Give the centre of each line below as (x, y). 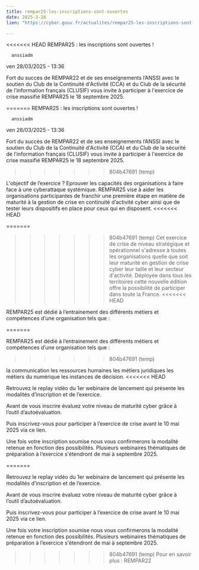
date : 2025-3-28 (26, 17)
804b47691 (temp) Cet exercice (148, 238)
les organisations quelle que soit (149, 257)
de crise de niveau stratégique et (150, 244)
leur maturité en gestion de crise (149, 263)
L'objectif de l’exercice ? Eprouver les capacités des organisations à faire (95, 183)
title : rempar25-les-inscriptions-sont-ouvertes (67, 12)
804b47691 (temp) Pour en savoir (150, 555)
